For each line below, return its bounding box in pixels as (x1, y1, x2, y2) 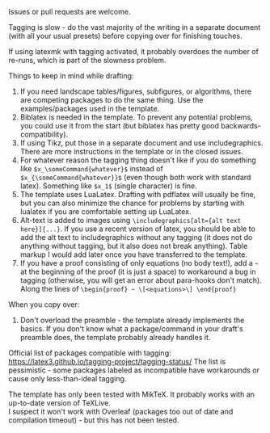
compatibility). (19, 129, 69, 139)
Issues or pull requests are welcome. (8, 7, 131, 16)
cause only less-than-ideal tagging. (8, 374, 127, 383)
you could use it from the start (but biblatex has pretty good (19, 121, 220, 130)
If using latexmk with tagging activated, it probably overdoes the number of (8, 47, 259, 56)
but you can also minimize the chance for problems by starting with (19, 198, 245, 208)
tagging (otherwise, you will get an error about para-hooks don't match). (19, 275, 262, 285)
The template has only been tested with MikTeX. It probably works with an (8, 389, 255, 399)
